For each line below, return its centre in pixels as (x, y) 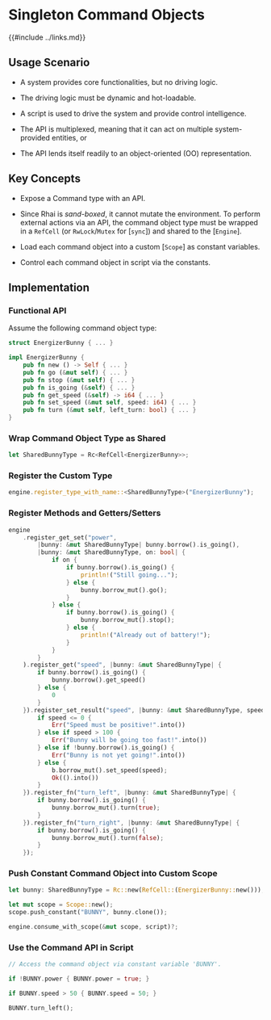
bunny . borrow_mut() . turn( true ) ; (106, 808)
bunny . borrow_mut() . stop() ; (127, 620)
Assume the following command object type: (83, 328)
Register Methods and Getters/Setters (85, 513)
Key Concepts (44, 179)
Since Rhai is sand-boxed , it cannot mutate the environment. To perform (140, 214)
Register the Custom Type (60, 476)
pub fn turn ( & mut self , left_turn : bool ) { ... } (110, 410)
